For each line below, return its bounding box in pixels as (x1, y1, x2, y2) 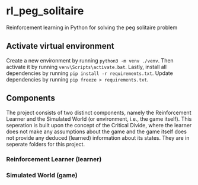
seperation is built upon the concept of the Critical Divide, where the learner (6, 121, 192, 128)
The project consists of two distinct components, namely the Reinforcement (6, 109, 191, 116)
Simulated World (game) (6, 171, 78, 180)
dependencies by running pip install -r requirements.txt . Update (6, 70, 173, 77)
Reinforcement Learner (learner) (6, 155, 102, 164)
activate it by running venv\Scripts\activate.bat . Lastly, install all (6, 63, 167, 70)
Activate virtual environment (6, 41, 114, 51)
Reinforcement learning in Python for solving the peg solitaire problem (6, 24, 178, 31)
